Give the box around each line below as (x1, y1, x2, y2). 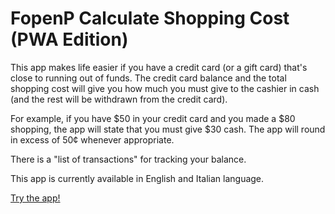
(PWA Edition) (10, 28, 129, 51)
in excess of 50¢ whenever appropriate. (10, 133, 175, 146)
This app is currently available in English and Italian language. (10, 172, 265, 184)
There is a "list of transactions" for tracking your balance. (10, 153, 247, 165)
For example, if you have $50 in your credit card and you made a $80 (10, 112, 296, 124)
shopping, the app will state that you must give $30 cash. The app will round (10, 123, 326, 135)
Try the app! (10, 192, 61, 204)
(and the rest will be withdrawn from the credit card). (10, 93, 228, 105)
